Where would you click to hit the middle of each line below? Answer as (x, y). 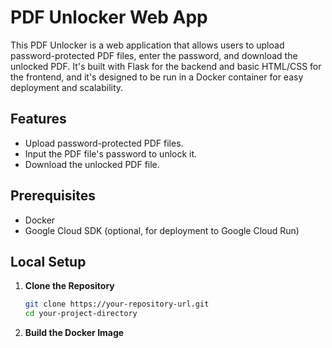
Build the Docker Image (74, 333)
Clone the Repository (69, 286)
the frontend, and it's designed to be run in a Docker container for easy (157, 77)
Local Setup (48, 261)
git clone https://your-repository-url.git (117, 304)
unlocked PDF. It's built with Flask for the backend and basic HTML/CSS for (166, 66)
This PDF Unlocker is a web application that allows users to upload (147, 45)
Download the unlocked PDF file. (92, 164)
